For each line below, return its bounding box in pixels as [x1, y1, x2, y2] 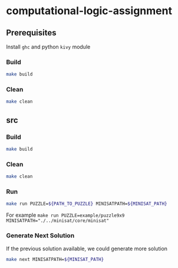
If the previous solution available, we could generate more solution [6, 245, 168, 252]
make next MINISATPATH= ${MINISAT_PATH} [6, 256, 104, 262]
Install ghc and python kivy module [6, 43, 91, 50]
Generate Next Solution [6, 231, 75, 240]
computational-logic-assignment [6, 4, 173, 18]
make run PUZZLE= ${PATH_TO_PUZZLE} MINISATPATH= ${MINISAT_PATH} [6, 201, 167, 207]
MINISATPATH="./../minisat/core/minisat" [6, 218, 110, 224]
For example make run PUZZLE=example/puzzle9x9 [6, 211, 125, 219]
